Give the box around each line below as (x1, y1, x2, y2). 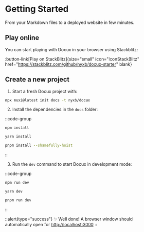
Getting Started (5, 3, 69, 15)
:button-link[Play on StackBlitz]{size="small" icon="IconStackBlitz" (5, 56, 140, 62)
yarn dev (5, 189, 23, 193)
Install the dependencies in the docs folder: (12, 106, 98, 113)
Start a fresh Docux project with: (12, 88, 78, 94)
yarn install (5, 134, 32, 139)
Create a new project (5, 76, 70, 84)
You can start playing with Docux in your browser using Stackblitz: (5, 46, 138, 52)
